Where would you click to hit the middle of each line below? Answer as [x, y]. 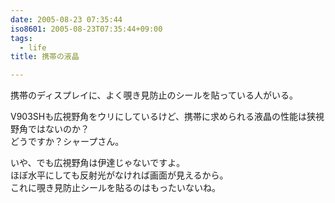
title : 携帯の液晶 [45, 57]
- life [33, 47]
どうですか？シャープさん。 [67, 142]
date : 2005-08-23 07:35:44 [66, 19]
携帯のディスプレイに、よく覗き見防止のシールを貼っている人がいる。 [154, 95]
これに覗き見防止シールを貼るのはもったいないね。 [115, 188]
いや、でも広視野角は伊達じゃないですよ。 [98, 163]
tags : [21, 38]
